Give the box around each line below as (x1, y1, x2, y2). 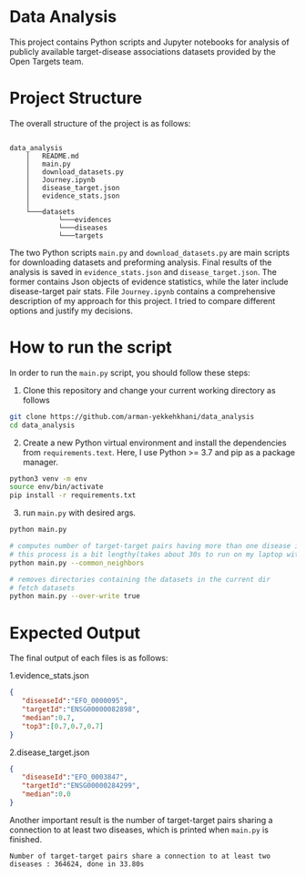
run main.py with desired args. (22, 507, 137, 518)
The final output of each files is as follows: (9, 653, 168, 664)
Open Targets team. (9, 56, 84, 66)
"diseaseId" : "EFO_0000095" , (21, 697, 128, 706)
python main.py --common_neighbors (9, 558, 145, 567)
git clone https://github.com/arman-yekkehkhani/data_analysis (9, 412, 255, 421)
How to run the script (9, 337, 173, 358)
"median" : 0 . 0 (21, 790, 71, 799)
